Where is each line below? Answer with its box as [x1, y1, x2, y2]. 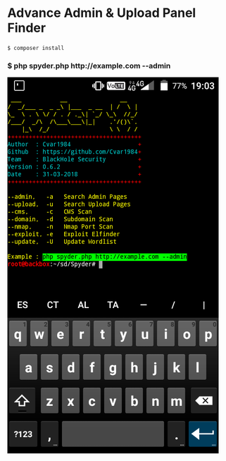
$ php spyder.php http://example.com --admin [7, 61, 171, 70]
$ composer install [7, 44, 65, 51]
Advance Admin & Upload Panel [7, 5, 196, 21]
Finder [7, 20, 46, 36]
